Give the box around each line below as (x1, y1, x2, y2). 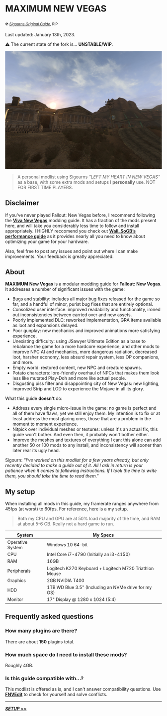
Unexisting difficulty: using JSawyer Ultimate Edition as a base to (12, 338, 146, 344)
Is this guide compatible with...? (5, 675, 84, 682)
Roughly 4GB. (5, 662, 34, 668)
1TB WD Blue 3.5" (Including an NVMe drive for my (47, 585, 152, 591)
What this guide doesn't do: (5, 395, 63, 401)
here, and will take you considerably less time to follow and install (5, 223, 139, 229)
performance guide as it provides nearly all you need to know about (5, 233, 145, 239)
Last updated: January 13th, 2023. (5, 31, 76, 37)
